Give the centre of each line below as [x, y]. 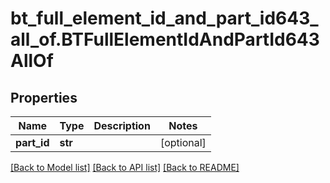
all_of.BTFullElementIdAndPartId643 [165, 39]
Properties [44, 97]
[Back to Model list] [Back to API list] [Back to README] [125, 167]
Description [122, 125]
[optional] [183, 142]
